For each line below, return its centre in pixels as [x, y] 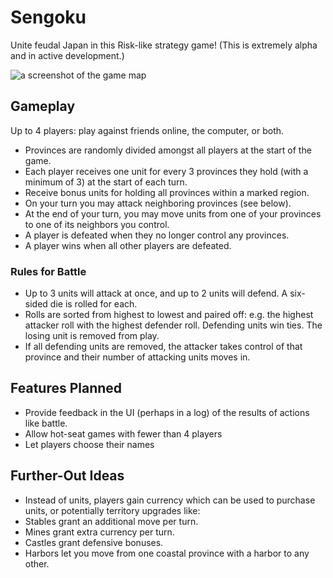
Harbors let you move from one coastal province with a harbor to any [167, 553]
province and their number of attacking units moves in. [137, 357]
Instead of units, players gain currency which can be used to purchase [170, 500]
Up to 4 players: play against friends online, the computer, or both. [147, 130]
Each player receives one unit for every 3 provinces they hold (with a [166, 171]
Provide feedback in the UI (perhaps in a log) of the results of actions [167, 412]
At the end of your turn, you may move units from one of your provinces [173, 213]
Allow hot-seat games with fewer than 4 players [123, 433]
